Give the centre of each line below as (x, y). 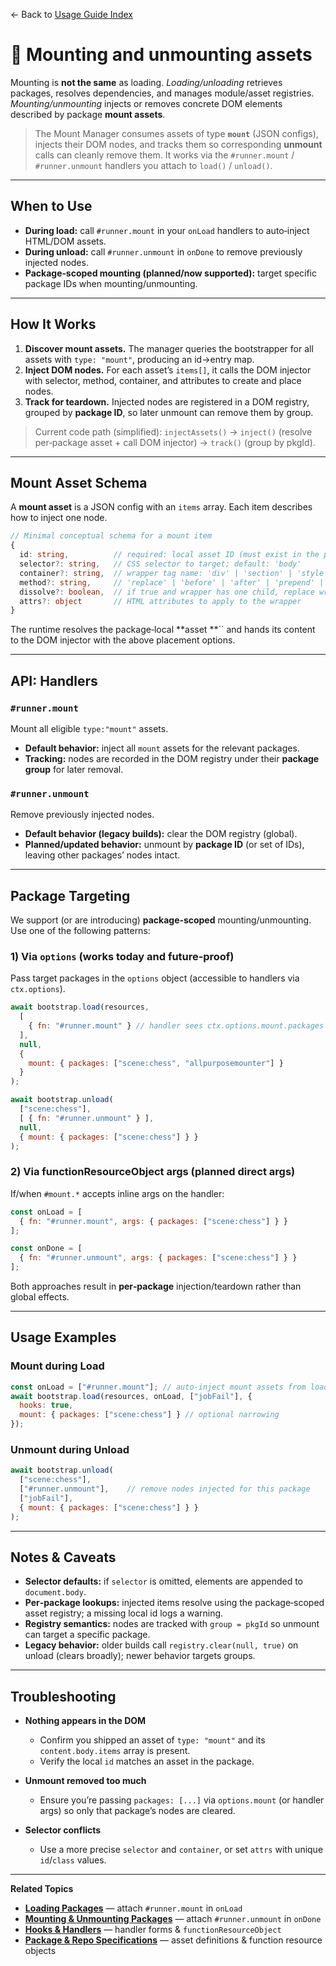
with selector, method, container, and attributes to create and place (163, 380)
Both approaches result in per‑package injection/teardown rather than (156, 1286)
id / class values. (73, 1860)
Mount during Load (57, 1366)
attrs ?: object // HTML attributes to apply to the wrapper (160, 601)
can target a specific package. (87, 1635)
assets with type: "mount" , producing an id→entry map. (139, 359)
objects (40, 1951)
